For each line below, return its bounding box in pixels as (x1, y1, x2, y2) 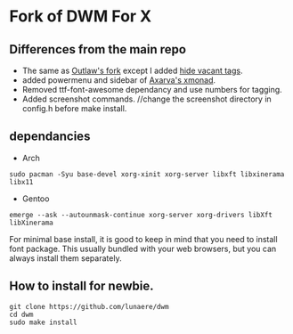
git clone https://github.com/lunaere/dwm (9, 302, 169, 311)
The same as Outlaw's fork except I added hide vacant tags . (21, 65, 243, 76)
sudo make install (9, 318, 77, 327)
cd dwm (9, 310, 34, 319)
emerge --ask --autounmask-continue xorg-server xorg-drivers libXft (9, 210, 273, 219)
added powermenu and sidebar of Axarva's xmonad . (21, 75, 216, 86)
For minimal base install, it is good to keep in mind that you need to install (9, 233, 278, 244)
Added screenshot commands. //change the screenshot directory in (21, 94, 272, 104)
